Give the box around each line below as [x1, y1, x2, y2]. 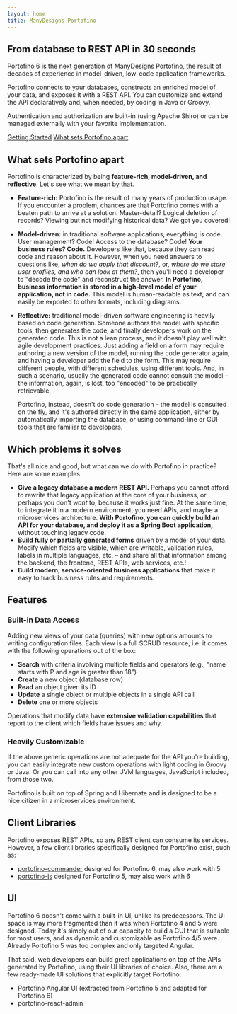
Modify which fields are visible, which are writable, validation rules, [17, 543, 214, 552]
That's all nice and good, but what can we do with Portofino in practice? [7, 461, 217, 471]
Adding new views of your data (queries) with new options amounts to [7, 631, 212, 640]
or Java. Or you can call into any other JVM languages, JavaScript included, [7, 767, 229, 776]
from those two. [7, 775, 54, 783]
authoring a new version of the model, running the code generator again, [17, 349, 230, 357]
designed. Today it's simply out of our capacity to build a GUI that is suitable [7, 926, 230, 935]
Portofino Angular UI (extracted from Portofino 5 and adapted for [17, 984, 207, 992]
